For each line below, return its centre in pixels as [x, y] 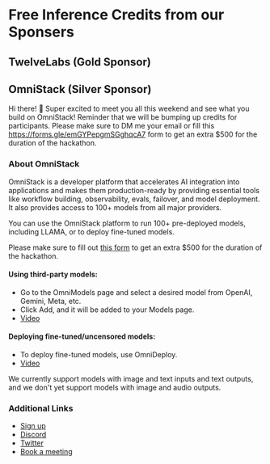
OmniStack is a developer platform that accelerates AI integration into [124, 181]
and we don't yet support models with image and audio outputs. [115, 388]
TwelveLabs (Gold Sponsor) [80, 62]
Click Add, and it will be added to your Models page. [107, 310]
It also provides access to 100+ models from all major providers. [115, 207]
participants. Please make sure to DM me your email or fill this [112, 126]
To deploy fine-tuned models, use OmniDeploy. [99, 355]
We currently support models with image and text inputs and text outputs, [131, 379]
